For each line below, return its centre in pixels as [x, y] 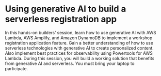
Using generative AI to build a [65, 9]
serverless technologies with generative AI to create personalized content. [79, 48]
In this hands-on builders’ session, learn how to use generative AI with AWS [81, 32]
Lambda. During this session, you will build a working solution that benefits [80, 58]
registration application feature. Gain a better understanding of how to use [79, 43]
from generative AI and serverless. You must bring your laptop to [70, 63]
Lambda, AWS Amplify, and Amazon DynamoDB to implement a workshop [79, 38]
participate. [16, 68]
